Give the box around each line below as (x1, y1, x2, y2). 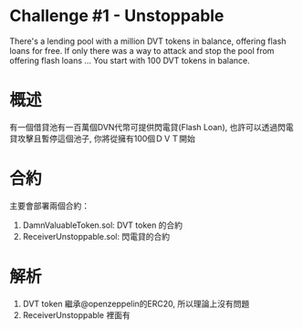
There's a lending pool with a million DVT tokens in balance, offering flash (9, 36, 287, 46)
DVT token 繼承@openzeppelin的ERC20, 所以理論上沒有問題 (22, 298, 250, 309)
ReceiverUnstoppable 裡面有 (22, 309, 131, 320)
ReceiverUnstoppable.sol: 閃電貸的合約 (22, 231, 171, 242)
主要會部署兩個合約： (9, 200, 89, 211)
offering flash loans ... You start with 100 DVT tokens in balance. (9, 55, 251, 66)
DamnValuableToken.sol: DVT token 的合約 (22, 220, 183, 231)
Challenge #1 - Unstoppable (9, 5, 225, 26)
